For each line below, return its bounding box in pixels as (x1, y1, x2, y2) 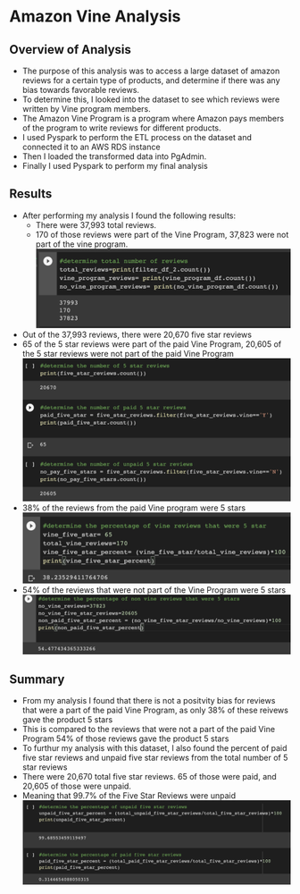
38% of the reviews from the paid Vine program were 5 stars (21, 502, 246, 513)
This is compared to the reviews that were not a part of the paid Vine (21, 724, 275, 735)
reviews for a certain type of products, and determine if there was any (21, 75, 280, 86)
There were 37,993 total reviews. (35, 219, 157, 230)
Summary (9, 671, 65, 687)
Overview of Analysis (9, 42, 132, 57)
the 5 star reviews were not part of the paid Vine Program (21, 349, 234, 359)
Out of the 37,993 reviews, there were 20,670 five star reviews (21, 329, 253, 341)
